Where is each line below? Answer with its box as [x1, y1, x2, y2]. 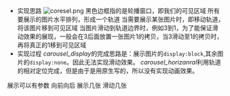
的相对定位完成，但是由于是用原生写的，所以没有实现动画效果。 [17, 67, 198, 75]
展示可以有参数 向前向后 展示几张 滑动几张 [7, 82, 127, 89]
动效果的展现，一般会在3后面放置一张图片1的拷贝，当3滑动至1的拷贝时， [17, 32, 223, 40]
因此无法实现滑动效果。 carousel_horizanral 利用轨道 [72, 58, 222, 66]
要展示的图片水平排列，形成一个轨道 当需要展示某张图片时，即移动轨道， [17, 15, 224, 23]
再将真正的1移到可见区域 [17, 41, 87, 49]
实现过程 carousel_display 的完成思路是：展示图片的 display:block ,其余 [17, 49, 218, 58]
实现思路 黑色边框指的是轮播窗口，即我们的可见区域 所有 [17, 7, 220, 14]
